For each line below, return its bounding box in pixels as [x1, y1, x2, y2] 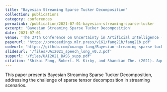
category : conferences [5, 16, 52, 21]
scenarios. [5, 83, 27, 89]
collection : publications [5, 12, 59, 17]
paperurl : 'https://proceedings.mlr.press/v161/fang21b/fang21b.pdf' [5, 40, 153, 45]
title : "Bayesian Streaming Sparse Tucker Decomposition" [5, 7, 128, 12]
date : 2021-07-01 [5, 30, 41, 35]
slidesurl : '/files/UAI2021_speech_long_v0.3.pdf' [5, 49, 112, 54]
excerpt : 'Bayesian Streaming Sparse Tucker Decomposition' [5, 26, 133, 31]
